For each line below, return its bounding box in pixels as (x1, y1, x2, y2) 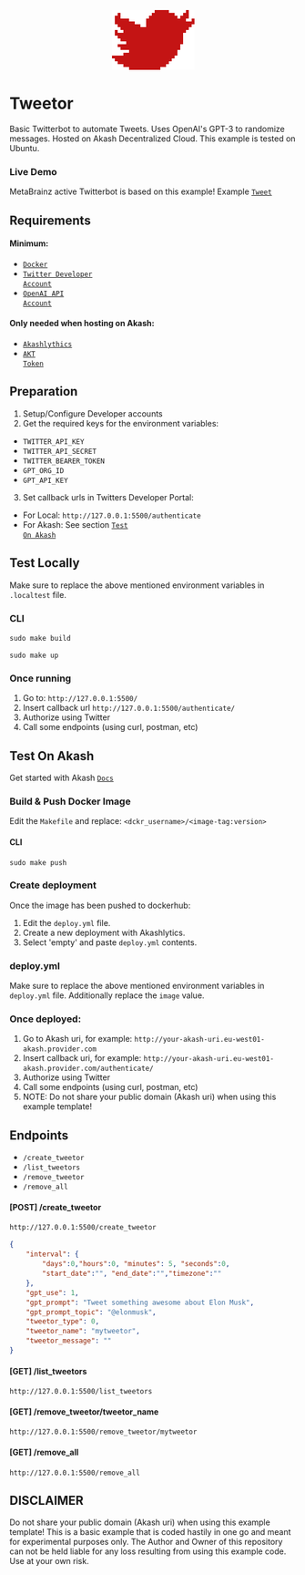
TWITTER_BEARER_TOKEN (22, 457, 105, 466)
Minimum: (9, 238, 49, 249)
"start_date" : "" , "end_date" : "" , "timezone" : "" (42, 1269, 222, 1279)
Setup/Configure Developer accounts (22, 407, 163, 419)
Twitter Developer (22, 270, 93, 279)
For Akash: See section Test (22, 519, 128, 530)
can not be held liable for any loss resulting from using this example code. (9, 1546, 287, 1557)
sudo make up (9, 651, 59, 660)
